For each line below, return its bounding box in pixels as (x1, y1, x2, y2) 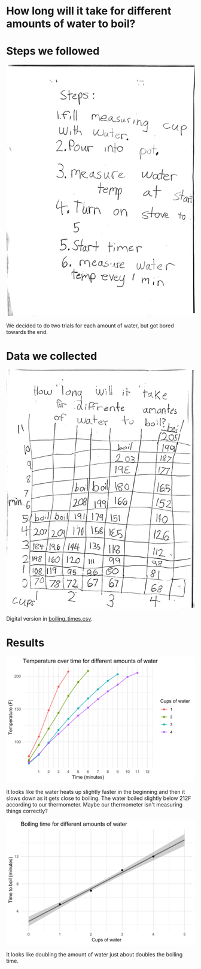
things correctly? (6, 807, 48, 814)
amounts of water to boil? (6, 17, 136, 31)
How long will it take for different (6, 4, 172, 18)
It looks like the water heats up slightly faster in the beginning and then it (6, 788, 185, 795)
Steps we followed (6, 44, 100, 58)
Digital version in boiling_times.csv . (6, 615, 93, 622)
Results (6, 636, 45, 650)
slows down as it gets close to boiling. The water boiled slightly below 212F (6, 795, 191, 802)
